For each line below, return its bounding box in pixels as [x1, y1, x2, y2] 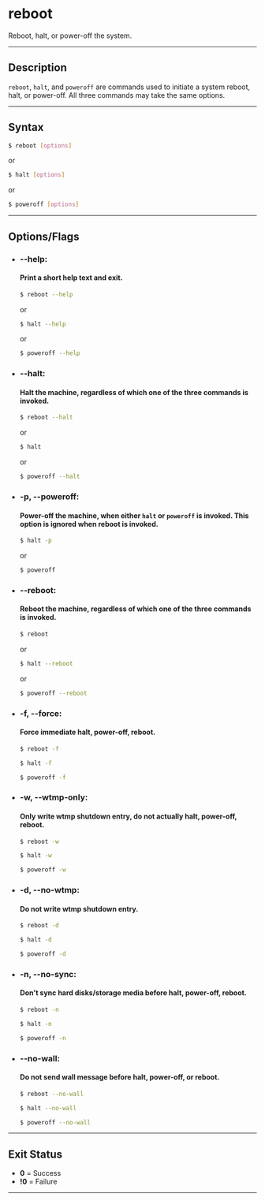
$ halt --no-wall [19, 1104, 77, 1112]
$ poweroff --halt [19, 472, 80, 481]
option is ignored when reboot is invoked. [19, 519, 159, 528]
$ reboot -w [19, 837, 59, 845]
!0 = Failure [19, 1177, 58, 1187]
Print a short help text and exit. [19, 273, 124, 282]
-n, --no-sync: [19, 968, 77, 979]
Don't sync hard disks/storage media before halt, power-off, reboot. [19, 988, 247, 998]
